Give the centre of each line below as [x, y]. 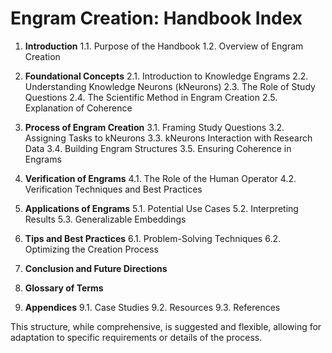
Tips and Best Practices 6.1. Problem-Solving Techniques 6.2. [153, 238]
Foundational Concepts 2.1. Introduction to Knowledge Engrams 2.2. [166, 76]
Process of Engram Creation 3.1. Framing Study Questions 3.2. [154, 127]
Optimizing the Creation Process [91, 249]
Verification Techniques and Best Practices [113, 189]
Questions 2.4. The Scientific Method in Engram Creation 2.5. [151, 97]
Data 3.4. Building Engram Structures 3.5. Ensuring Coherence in [158, 148]
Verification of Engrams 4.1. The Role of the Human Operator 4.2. [160, 178]
